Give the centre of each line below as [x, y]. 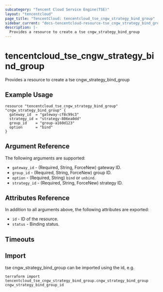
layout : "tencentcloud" [29, 14]
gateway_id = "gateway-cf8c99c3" [44, 114]
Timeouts [20, 239]
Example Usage [29, 95]
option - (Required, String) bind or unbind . [54, 178]
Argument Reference [37, 146]
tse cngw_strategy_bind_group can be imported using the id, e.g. [70, 267]
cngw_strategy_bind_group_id [34, 285]
